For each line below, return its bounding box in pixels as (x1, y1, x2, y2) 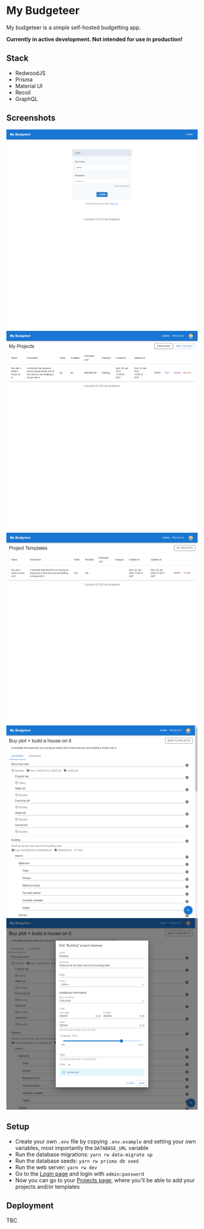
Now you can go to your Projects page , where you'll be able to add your (15, 1176, 195, 1183)
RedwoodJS (15, 69, 46, 77)
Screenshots (6, 113, 56, 123)
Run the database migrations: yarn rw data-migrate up (15, 1151, 153, 1158)
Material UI (15, 82, 43, 89)
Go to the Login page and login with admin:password (15, 1170, 144, 1177)
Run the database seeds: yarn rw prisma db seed (15, 1157, 139, 1165)
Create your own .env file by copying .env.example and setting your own (15, 1138, 196, 1145)
